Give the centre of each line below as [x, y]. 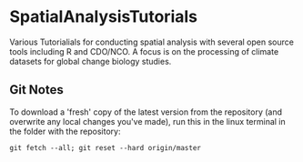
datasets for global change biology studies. [91, 61]
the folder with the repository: [65, 131]
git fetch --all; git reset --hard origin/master [106, 147]
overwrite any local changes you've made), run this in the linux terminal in [148, 121]
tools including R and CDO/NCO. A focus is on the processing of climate [144, 51]
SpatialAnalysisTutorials [104, 17]
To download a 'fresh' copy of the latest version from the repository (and [146, 112]
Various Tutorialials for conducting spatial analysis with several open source [151, 42]
